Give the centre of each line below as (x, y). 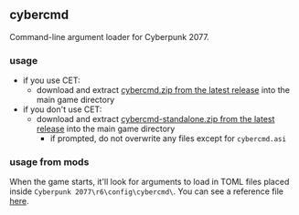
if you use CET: (51, 80)
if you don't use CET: (62, 109)
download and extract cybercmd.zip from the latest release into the (163, 90)
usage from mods (49, 162)
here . (19, 201)
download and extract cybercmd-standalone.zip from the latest (155, 119)
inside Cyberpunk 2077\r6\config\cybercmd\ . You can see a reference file (147, 191)
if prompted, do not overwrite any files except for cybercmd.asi (168, 138)
